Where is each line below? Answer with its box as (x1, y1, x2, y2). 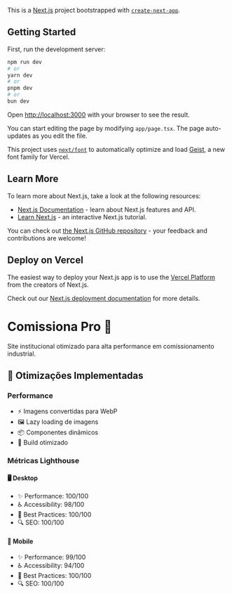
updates (7, 131, 32, 140)
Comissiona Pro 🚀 (7, 318, 112, 335)
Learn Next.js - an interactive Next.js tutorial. (17, 212, 147, 221)
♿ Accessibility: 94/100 (17, 561, 85, 569)
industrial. (7, 349, 36, 358)
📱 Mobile (7, 537, 34, 545)
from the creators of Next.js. (7, 280, 89, 289)
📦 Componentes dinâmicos (17, 428, 99, 437)
